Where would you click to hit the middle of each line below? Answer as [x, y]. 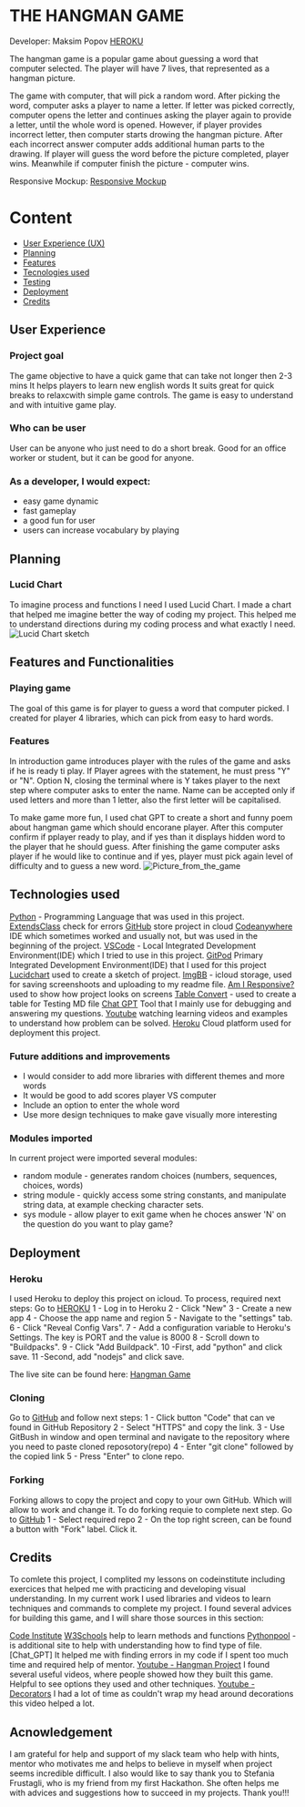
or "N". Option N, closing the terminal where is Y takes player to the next [145, 781]
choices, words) [53, 1186]
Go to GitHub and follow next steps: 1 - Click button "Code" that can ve [142, 1418]
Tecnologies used [56, 272]
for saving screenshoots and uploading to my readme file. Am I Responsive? [152, 984]
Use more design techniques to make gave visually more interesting [150, 1114]
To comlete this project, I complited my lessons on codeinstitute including [147, 1579]
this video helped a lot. [52, 1703]
